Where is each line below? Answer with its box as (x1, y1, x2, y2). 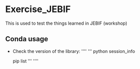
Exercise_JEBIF (5, 4, 71, 15)
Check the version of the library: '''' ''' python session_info (12, 48, 135, 54)
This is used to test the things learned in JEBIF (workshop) (5, 20, 128, 26)
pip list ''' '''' (12, 58, 39, 64)
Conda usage (5, 35, 48, 43)
